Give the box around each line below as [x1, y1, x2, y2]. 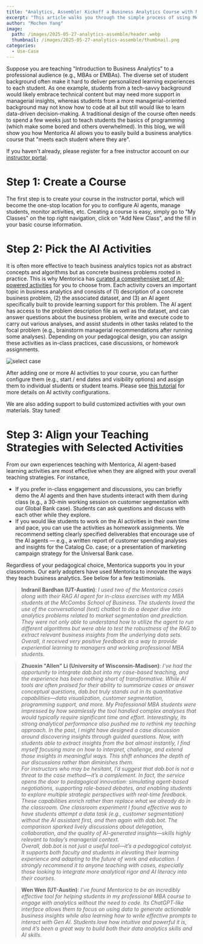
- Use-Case [11, 48, 39, 54]
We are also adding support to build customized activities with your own [6, 400, 186, 408]
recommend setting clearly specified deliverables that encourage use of [14, 530, 195, 538]
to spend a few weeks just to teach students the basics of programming [6, 116, 185, 124]
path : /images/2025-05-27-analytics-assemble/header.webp [11, 31, 161, 38]
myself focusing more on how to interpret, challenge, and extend [21, 745, 183, 753]
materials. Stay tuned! [6, 406, 61, 414]
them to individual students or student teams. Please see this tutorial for [6, 382, 185, 389]
